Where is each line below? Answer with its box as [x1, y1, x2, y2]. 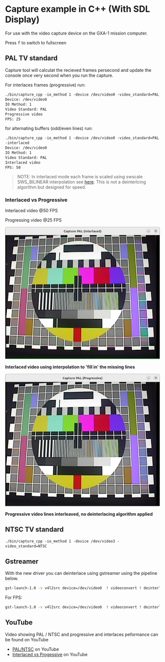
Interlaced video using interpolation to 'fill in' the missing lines [5, 364, 135, 370]
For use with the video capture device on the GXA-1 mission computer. [5, 30, 148, 36]
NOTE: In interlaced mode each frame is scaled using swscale [17, 173, 143, 179]
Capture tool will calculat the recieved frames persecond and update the [5, 67, 152, 73]
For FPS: [5, 595, 23, 600]
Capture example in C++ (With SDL [5, 3, 150, 15]
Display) [5, 14, 40, 25]
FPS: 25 [5, 117, 21, 122]
